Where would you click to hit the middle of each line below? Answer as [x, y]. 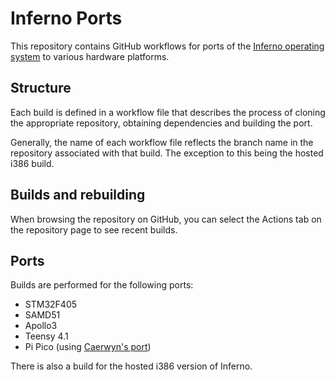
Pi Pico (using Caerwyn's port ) [88, 347]
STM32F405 [51, 304]
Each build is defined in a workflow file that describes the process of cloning [168, 112]
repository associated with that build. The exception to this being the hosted [167, 153]
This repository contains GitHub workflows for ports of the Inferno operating [167, 46]
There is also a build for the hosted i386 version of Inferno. [131, 366]
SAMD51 [42, 315]
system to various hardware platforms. [90, 56]
